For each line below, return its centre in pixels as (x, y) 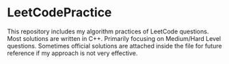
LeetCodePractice (59, 13)
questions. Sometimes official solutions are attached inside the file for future (114, 46)
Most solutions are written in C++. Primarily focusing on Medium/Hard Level (114, 38)
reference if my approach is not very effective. (72, 53)
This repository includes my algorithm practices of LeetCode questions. (108, 31)
